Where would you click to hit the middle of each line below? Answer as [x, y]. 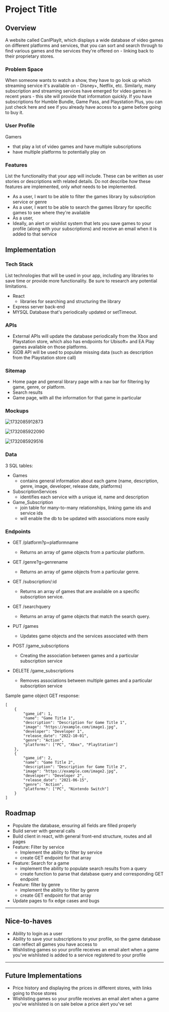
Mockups [17, 411]
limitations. [17, 286]
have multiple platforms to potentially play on [59, 152]
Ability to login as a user [37, 933]
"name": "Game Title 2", [49, 763]
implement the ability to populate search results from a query [83, 868]
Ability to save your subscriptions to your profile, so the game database [87, 939]
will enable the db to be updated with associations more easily [84, 518]
